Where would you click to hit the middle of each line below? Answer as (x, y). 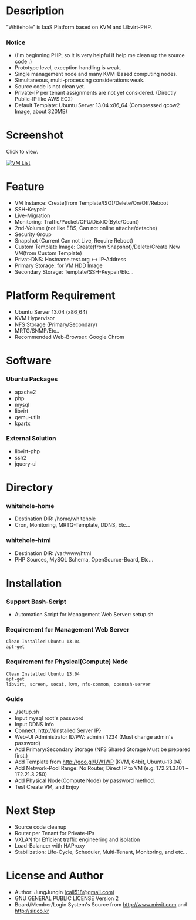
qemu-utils (28, 417)
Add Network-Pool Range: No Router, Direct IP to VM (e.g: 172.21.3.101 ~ (102, 768)
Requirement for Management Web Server (68, 630)
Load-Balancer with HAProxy (50, 845)
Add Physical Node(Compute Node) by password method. (85, 780)
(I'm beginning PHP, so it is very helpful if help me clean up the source (99, 55)
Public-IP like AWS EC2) (44, 99)
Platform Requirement (61, 296)
